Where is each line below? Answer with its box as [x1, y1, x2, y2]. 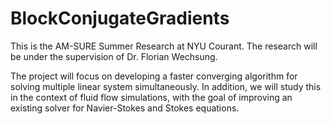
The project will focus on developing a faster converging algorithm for [10, 70, 298, 82]
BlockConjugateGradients [10, 7, 230, 30]
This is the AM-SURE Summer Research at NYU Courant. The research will [10, 40, 318, 52]
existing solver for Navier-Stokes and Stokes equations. [10, 102, 240, 114]
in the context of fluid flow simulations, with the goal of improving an [10, 91, 293, 103]
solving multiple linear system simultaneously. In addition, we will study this [10, 80, 322, 92]
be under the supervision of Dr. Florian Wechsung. [10, 50, 218, 62]
